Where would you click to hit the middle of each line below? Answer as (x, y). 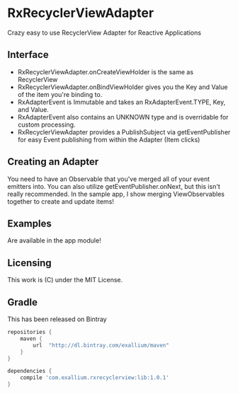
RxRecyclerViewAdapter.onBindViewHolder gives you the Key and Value (123, 87)
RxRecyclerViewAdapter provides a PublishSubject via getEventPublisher (124, 132)
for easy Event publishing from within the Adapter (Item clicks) (109, 139)
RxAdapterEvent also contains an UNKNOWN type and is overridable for (123, 117)
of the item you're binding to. (60, 94)
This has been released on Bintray (57, 319)
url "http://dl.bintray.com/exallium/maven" (101, 345)
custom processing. (46, 124)
